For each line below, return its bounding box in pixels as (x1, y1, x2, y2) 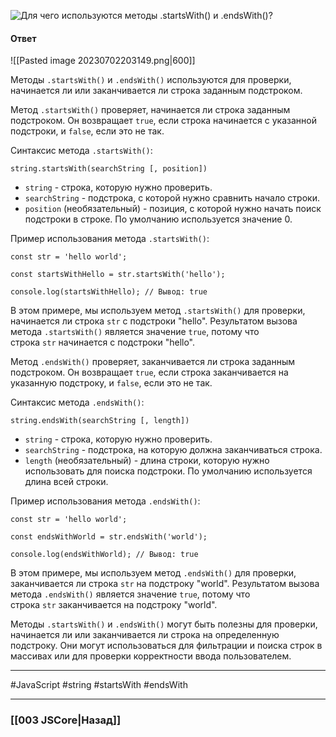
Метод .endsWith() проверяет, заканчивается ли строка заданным (10, 356, 295, 368)
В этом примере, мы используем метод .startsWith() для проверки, (10, 305, 306, 317)
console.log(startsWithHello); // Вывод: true (10, 287, 208, 297)
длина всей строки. (24, 476, 109, 488)
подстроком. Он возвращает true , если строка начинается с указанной (10, 115, 317, 127)
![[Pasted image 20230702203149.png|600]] (10, 55, 196, 67)
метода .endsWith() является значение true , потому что (10, 588, 251, 600)
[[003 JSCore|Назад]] (10, 713, 122, 727)
